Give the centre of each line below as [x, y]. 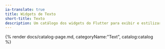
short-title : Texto [25, 18]
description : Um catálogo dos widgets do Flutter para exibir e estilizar [83, 23]
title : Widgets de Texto [30, 14]
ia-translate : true [25, 9]
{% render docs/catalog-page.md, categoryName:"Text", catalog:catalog [79, 37]
